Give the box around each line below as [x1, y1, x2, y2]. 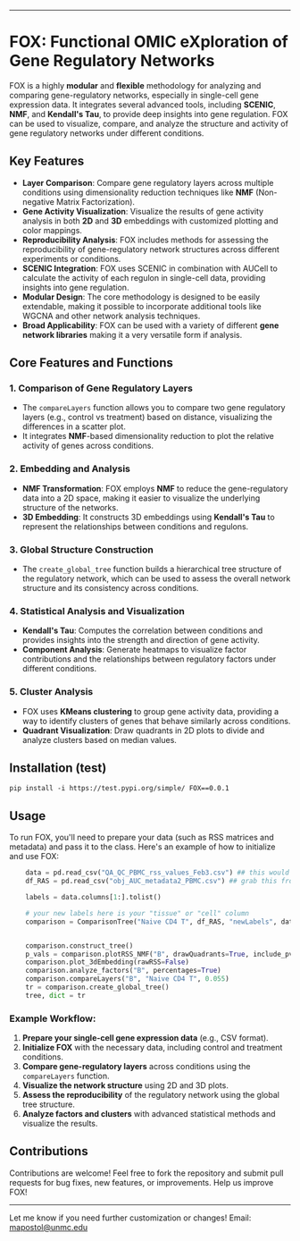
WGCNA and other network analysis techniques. [21, 310, 201, 321]
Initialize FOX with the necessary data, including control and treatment [21, 1043, 283, 1053]
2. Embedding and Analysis [9, 462, 131, 475]
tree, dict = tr [25, 991, 87, 1000]
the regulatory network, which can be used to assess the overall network [21, 573, 291, 584]
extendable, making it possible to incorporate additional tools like [21, 300, 262, 311]
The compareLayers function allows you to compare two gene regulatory [21, 402, 286, 413]
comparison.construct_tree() [25, 941, 134, 950]
